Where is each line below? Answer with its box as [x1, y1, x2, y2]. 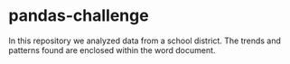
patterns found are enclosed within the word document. [8, 44, 216, 55]
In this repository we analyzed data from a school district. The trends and [8, 35, 282, 46]
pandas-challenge [8, 5, 150, 26]
